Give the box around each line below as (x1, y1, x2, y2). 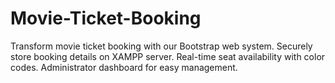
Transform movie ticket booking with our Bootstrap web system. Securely (10, 40, 313, 52)
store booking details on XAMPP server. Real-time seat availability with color (10, 50, 326, 62)
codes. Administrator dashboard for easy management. (10, 61, 238, 73)
